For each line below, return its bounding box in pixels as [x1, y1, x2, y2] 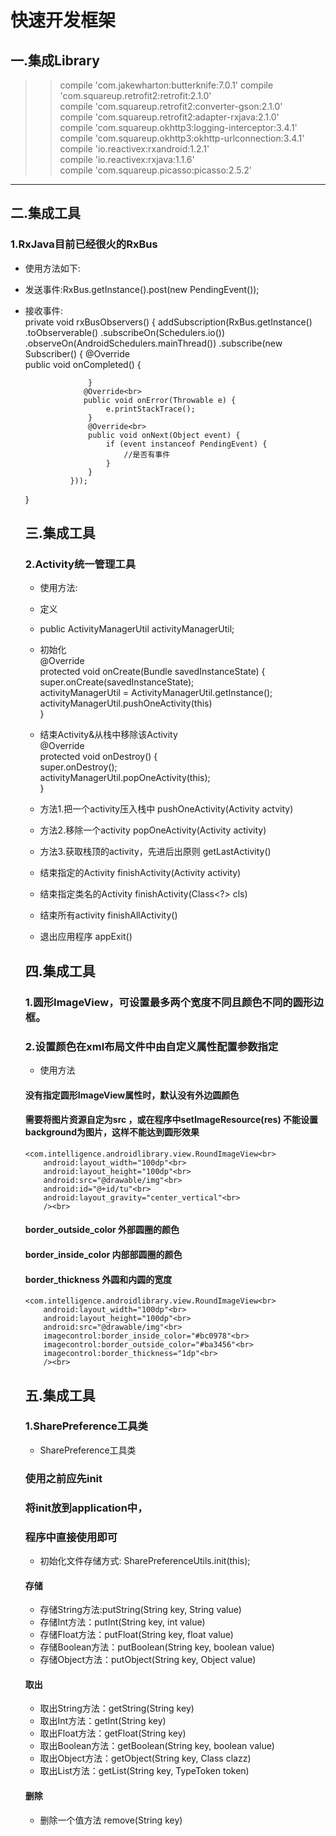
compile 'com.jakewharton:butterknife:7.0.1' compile [59, 79, 274, 91]
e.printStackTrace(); [105, 404, 196, 414]
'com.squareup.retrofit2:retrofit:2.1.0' [59, 90, 212, 101]
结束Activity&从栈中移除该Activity [39, 729, 178, 741]
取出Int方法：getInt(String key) [39, 1715, 167, 1727]
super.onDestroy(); [39, 761, 118, 773]
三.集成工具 [24, 525, 96, 542]
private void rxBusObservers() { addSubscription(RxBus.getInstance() [24, 316, 313, 328]
